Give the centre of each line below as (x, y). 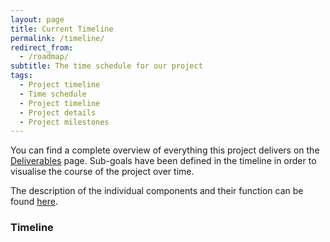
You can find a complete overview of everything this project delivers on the (165, 150)
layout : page (37, 19)
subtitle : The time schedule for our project (106, 66)
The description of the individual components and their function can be (157, 191)
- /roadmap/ (44, 57)
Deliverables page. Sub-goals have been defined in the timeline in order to (163, 161)
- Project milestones (64, 122)
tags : (21, 76)
